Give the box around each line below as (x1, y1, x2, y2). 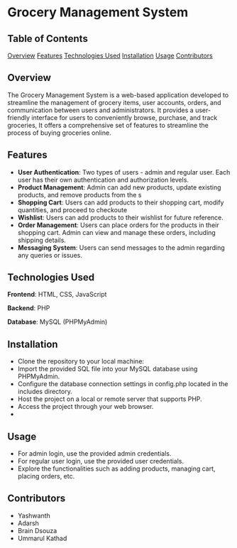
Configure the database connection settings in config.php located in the (17, 380, 228, 388)
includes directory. (17, 388, 72, 396)
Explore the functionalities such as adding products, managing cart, (17, 464, 216, 473)
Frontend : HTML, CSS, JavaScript (7, 290, 107, 299)
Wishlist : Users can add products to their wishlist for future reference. (17, 213, 224, 221)
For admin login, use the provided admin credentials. (17, 449, 172, 458)
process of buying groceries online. (7, 128, 111, 137)
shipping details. (17, 236, 66, 244)
